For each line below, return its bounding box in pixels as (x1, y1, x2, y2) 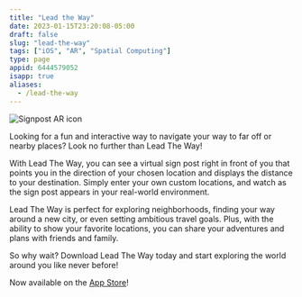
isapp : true (9, 72, 54, 81)
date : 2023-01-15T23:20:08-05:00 (9, 22, 135, 31)
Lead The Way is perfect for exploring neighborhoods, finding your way (9, 203, 275, 214)
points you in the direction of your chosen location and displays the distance (9, 167, 293, 178)
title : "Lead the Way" (9, 13, 95, 22)
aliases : (9, 80, 42, 89)
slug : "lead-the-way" (9, 38, 91, 48)
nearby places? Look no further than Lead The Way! (9, 140, 203, 151)
